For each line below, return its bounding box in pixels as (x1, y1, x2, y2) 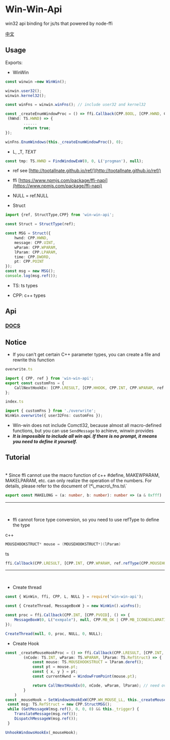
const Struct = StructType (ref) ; (5, 222, 76, 227)
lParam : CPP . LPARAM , (14, 250, 58, 255)
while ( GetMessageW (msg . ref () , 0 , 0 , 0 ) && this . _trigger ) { (7, 706, 139, 712)
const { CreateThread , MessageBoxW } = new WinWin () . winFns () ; (5, 603, 142, 608)
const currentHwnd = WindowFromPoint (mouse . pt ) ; (32, 674, 137, 679)
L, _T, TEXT (12, 148, 36, 155)
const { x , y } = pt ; (32, 669, 78, 674)
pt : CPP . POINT (14, 259, 44, 264)
